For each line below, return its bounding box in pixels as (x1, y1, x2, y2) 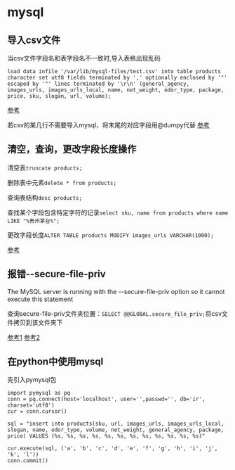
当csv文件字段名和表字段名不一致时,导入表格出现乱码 (7, 54, 161, 62)
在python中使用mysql (7, 356, 104, 368)
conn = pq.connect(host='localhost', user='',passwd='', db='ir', (7, 395, 206, 403)
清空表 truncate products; (7, 163, 83, 172)
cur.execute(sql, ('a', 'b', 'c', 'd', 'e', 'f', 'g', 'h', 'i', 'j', (7, 445, 218, 452)
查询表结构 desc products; (7, 193, 83, 201)
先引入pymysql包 (7, 376, 57, 384)
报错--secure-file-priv (7, 268, 107, 280)
